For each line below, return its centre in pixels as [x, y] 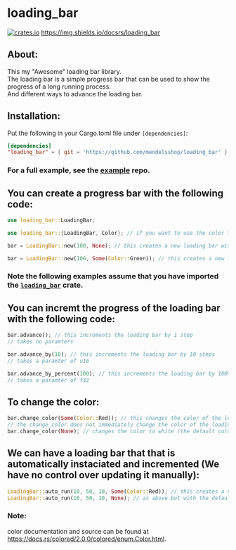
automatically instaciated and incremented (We [113, 465]
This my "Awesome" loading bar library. [64, 71]
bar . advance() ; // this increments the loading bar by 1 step [100, 335]
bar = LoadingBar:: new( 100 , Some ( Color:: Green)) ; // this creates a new [116, 258]
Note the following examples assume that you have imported [113, 276]
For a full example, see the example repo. [79, 170]
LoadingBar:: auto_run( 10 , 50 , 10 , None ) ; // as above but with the [108, 498]
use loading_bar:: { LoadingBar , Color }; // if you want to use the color [116, 233]
